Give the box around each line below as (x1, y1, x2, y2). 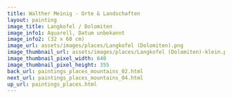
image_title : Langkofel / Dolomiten (7, 23, 113, 30)
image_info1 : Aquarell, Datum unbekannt (7, 29, 126, 37)
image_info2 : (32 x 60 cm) (7, 36, 85, 43)
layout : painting (7, 17, 57, 23)
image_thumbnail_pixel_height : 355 (7, 61, 110, 68)
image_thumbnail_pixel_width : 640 (7, 55, 107, 62)
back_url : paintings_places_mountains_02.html (7, 68, 144, 75)
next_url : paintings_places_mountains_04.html (7, 74, 144, 81)
